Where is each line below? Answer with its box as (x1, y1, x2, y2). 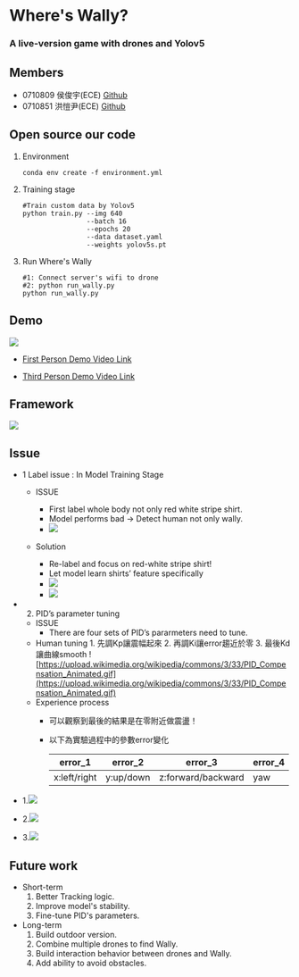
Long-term (21, 919, 62, 930)
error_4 (253, 756, 286, 769)
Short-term (21, 881, 64, 892)
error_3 (186, 756, 218, 769)
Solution (35, 541, 67, 552)
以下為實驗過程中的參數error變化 (48, 734, 170, 746)
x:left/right (53, 772, 97, 784)
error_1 (59, 756, 92, 769)
